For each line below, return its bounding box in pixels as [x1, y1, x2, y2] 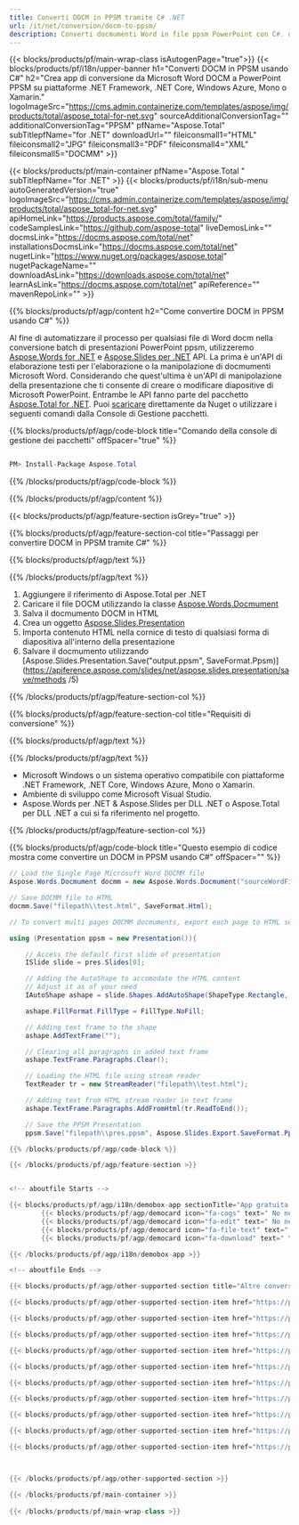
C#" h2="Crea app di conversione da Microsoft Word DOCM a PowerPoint [9, 73, 282, 84]
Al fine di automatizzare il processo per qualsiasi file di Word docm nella [9, 333, 273, 344]
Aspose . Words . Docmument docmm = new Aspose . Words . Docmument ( [9, 878, 241, 887]
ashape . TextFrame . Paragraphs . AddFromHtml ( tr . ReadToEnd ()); [25, 1104, 249, 1113]
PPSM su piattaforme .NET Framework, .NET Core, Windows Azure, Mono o [9, 82, 287, 93]
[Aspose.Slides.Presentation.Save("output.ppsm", [21, 655, 205, 666]
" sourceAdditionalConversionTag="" [153, 110, 289, 121]
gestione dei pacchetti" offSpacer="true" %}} [9, 435, 177, 446]
